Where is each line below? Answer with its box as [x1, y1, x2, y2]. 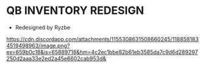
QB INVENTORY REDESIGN [6, 4, 145, 18]
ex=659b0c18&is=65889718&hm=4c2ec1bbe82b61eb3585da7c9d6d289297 [6, 48, 198, 55]
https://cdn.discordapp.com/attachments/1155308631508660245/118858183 [6, 35, 199, 42]
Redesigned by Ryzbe [15, 24, 71, 31]
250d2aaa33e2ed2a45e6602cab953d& [6, 55, 107, 62]
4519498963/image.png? [6, 42, 70, 49]
